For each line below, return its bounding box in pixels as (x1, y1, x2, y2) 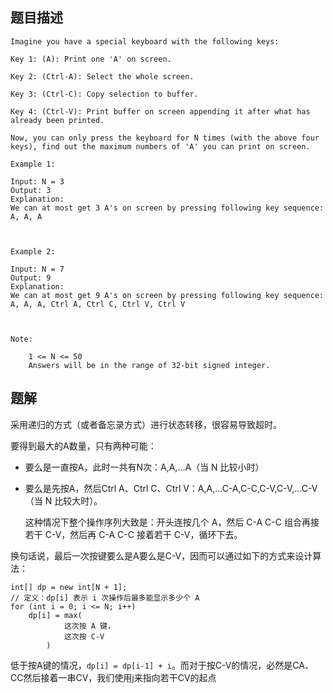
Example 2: (10, 246, 56, 257)
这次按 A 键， (63, 621, 115, 631)
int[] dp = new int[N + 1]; (10, 582, 128, 592)
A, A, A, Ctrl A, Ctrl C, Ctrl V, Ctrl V (10, 299, 186, 309)
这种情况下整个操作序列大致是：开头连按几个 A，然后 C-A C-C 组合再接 (24, 516, 320, 528)
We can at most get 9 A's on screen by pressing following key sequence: (10, 290, 325, 300)
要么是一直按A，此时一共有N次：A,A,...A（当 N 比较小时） (24, 461, 265, 473)
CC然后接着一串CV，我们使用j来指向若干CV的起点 (10, 671, 217, 683)
